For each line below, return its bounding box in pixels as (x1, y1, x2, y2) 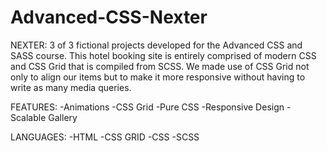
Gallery (48, 111, 78, 123)
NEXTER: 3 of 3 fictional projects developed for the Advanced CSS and (10, 39, 303, 51)
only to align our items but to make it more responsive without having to (10, 71, 306, 83)
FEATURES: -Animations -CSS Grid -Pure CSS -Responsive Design (10, 101, 285, 113)
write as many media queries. (10, 81, 132, 93)
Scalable (10, 111, 47, 123)
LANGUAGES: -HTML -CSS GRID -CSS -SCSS (10, 131, 200, 143)
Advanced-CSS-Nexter (10, 6, 208, 29)
